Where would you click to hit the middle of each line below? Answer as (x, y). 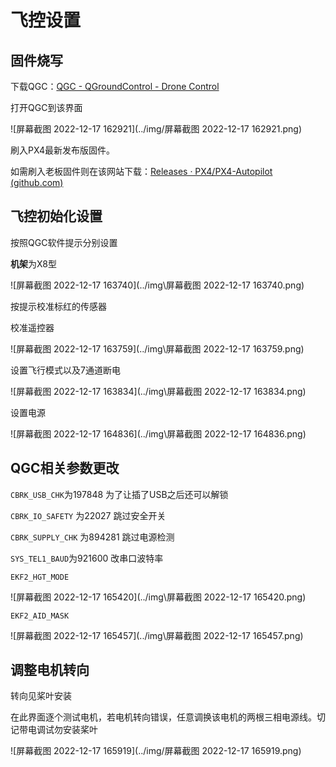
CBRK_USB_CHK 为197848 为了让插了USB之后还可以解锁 (119, 494)
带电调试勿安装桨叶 (58, 730)
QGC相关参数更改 (65, 468)
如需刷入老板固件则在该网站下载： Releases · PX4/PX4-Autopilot (141, 171)
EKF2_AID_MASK (40, 616)
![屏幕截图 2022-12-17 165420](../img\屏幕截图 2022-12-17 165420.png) (158, 597)
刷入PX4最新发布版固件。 (62, 150)
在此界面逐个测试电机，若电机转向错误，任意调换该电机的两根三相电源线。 (163, 717)
